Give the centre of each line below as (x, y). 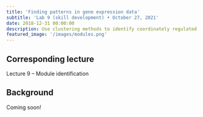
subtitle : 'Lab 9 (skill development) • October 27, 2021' (83, 18)
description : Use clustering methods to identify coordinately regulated (102, 29)
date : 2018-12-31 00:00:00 (40, 23)
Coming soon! (24, 107)
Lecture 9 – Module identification (48, 73)
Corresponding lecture (50, 59)
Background (30, 92)
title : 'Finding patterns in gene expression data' (73, 12)
